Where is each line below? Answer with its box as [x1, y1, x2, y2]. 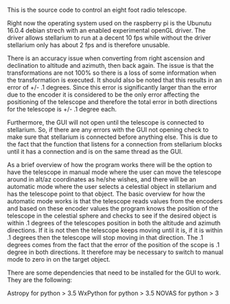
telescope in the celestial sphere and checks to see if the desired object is [7, 212, 217, 220]
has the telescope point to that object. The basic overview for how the [7, 190, 206, 198]
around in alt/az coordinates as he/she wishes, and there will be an [7, 175, 197, 183]
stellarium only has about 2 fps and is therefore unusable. [7, 41, 170, 49]
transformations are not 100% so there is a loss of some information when [7, 68, 217, 77]
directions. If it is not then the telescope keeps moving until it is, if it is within [7, 226, 223, 234]
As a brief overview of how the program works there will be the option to [7, 161, 213, 168]
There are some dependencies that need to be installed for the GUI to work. [7, 268, 221, 277]
